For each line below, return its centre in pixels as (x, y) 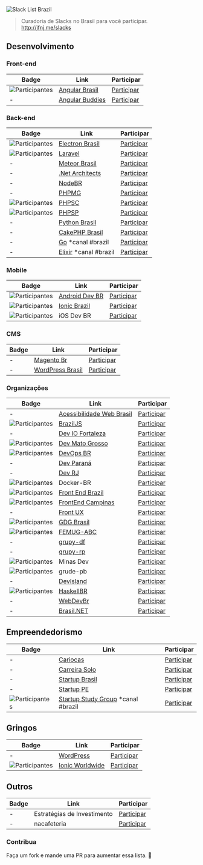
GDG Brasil (74, 522)
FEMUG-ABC (78, 532)
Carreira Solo (77, 669)
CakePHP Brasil (81, 232)
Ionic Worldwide (82, 765)
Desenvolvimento (40, 46)
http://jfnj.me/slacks (46, 28)
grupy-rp (72, 552)
